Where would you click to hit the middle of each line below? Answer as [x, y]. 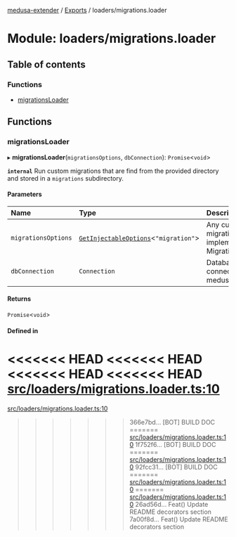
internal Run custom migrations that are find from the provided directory [113, 171]
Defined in [23, 330]
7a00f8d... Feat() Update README [179, 519]
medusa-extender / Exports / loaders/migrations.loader [87, 10]
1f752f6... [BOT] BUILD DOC [176, 444]
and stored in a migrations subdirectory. [66, 178]
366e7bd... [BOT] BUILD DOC [172, 422]
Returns [19, 299]
